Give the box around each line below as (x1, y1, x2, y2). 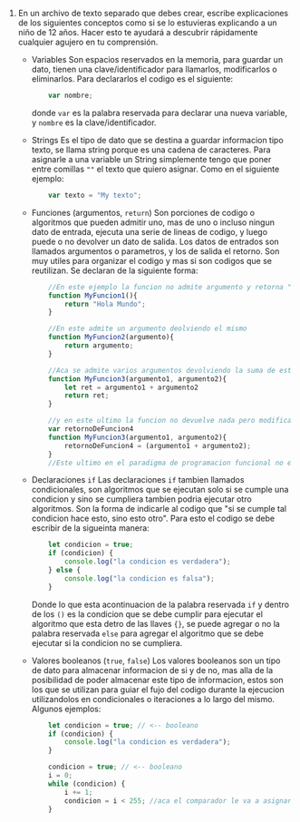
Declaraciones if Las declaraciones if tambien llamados (31, 475, 245, 485)
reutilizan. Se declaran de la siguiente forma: (31, 265, 198, 276)
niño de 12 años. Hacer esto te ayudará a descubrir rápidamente (17, 27, 258, 37)
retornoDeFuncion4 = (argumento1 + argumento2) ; (63, 441, 252, 450)
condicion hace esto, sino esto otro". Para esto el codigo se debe (31, 513, 275, 524)
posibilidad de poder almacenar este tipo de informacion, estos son (31, 674, 284, 685)
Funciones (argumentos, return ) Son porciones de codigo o (31, 207, 256, 218)
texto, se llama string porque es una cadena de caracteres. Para (31, 144, 271, 155)
